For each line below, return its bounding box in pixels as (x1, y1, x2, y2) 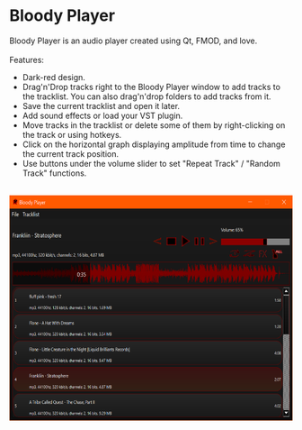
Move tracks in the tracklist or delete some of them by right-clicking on (22, 119, 286, 131)
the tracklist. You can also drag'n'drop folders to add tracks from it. (22, 91, 271, 102)
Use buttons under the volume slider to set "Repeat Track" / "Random (22, 158, 281, 169)
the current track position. (22, 148, 120, 159)
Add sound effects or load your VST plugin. (22, 110, 183, 121)
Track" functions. (22, 168, 87, 178)
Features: (9, 54, 45, 65)
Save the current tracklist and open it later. (22, 100, 181, 111)
